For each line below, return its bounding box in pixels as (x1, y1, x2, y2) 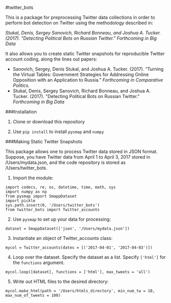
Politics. (12, 82, 30, 88)
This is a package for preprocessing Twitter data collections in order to (5, 14, 156, 20)
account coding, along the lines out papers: (5, 56, 98, 62)
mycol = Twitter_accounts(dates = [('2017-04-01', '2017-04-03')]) (5, 245, 153, 250)
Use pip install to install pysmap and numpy (12, 128, 104, 135)
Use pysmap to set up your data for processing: (12, 216, 111, 222)
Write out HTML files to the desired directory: (12, 278, 109, 285)
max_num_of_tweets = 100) (5, 293, 61, 298)
